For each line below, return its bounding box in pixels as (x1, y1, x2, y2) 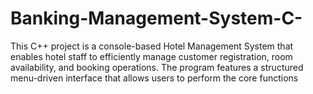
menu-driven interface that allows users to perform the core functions (10, 72, 299, 84)
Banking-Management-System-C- (10, 7, 303, 30)
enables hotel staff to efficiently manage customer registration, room (10, 50, 293, 62)
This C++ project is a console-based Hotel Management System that (10, 40, 294, 52)
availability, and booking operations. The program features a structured (10, 61, 304, 73)
